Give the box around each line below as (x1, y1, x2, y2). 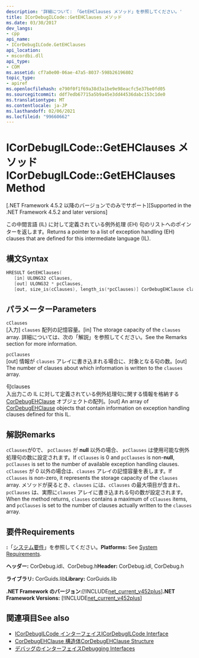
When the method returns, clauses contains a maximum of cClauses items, (6, 495, 188, 502)
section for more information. (6, 340, 78, 347)
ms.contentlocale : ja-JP (6, 102, 68, 109)
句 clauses (6, 383, 31, 390)
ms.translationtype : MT (6, 97, 65, 103)
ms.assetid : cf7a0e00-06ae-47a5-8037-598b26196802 (6, 69, 134, 75)
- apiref (6, 81, 28, 87)
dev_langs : (6, 25, 33, 31)
